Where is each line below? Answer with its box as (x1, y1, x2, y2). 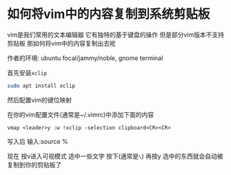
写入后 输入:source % (7, 137, 68, 145)
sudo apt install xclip (7, 82, 76, 89)
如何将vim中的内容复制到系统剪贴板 (7, 6, 210, 22)
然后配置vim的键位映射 (7, 95, 72, 104)
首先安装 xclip (7, 68, 47, 77)
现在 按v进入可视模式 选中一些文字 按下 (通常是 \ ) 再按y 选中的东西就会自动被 (7, 151, 223, 160)
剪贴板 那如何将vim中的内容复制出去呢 (7, 39, 116, 47)
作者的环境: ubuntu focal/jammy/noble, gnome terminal (7, 53, 163, 62)
